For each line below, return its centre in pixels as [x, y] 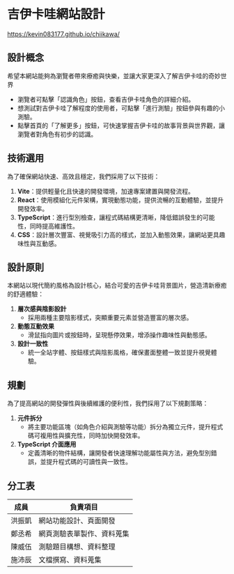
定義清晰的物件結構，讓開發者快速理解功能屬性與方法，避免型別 [119, 453]
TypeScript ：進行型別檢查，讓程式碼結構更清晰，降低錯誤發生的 [110, 217]
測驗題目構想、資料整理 [77, 546]
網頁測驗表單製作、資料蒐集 [84, 534]
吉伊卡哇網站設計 [56, 14]
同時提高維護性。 [54, 226]
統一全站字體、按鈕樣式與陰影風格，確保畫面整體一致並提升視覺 [119, 352]
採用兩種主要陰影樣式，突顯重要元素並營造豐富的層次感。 [110, 318]
